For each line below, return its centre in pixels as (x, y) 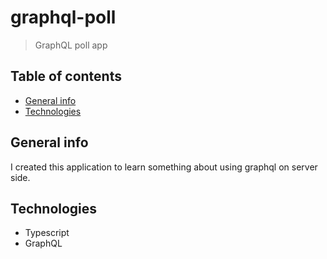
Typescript (47, 233)
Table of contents (66, 76)
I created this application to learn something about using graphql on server (164, 167)
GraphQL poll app (71, 45)
